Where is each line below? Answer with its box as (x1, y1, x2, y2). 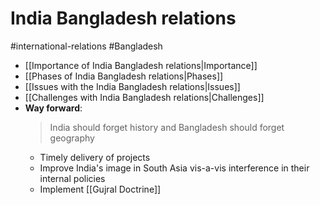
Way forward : (24, 102, 83, 114)
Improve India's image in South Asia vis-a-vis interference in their (39, 162, 310, 174)
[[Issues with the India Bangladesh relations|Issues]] (24, 80, 241, 92)
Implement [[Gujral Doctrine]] (39, 183, 162, 195)
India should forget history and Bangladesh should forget (49, 121, 285, 133)
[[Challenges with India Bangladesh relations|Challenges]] (24, 91, 265, 103)
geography (49, 132, 95, 144)
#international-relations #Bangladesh (10, 40, 163, 52)
